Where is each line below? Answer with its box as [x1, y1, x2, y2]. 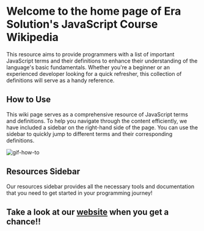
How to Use [6, 94, 51, 105]
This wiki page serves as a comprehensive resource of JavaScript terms [6, 110, 188, 118]
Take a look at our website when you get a [6, 206, 169, 217]
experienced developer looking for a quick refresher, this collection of [6, 70, 182, 77]
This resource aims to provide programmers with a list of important [6, 50, 175, 58]
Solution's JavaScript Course [6, 17, 158, 31]
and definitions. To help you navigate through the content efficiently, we [6, 117, 188, 124]
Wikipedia [6, 31, 59, 44]
